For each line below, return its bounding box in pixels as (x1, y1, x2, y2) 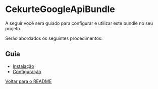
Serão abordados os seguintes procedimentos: (5, 35, 103, 41)
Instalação (12, 63, 34, 69)
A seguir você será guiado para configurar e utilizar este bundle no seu (5, 20, 153, 26)
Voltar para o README (5, 78, 52, 84)
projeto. (5, 25, 22, 31)
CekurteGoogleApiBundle (5, 4, 115, 15)
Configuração (12, 68, 41, 74)
